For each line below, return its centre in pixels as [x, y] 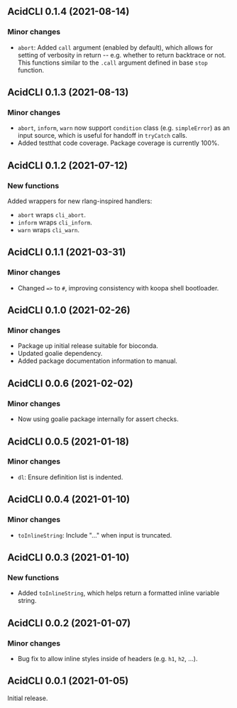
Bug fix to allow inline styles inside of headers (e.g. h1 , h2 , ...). [108, 658]
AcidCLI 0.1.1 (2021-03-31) [67, 252]
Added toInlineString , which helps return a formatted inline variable [118, 593]
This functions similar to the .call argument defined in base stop [112, 62]
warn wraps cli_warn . [49, 230]
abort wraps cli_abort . [52, 215]
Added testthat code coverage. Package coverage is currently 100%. [118, 143]
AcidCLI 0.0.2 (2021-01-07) [69, 623]
